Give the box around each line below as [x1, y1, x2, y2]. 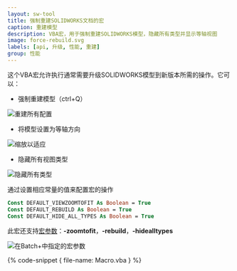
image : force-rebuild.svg [7, 37, 84, 44]
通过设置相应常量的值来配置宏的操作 [7, 185, 114, 193]
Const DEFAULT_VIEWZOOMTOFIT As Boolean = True [7, 199, 152, 206]
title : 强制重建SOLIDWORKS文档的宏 [7, 17, 105, 24]
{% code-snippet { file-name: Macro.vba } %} [7, 255, 142, 264]
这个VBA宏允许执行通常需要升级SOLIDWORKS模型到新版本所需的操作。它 [7, 70, 224, 79]
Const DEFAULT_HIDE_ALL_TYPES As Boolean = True [7, 213, 154, 220]
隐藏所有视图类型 [17, 154, 68, 164]
